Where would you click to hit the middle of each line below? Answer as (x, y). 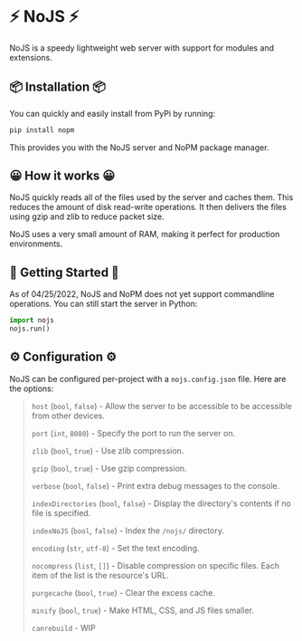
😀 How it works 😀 (62, 176)
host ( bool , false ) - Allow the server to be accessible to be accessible (161, 406)
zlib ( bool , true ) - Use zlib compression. (108, 450)
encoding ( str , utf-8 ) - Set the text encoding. (115, 548)
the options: (32, 388)
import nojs (32, 320)
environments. (36, 244)
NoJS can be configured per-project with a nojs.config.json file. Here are (148, 378)
